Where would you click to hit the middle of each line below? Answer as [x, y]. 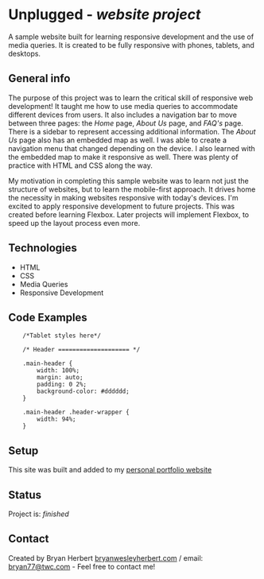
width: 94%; [57, 419]
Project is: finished [39, 514]
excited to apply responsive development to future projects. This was [122, 206]
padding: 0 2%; [62, 385]
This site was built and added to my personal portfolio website [110, 470]
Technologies [43, 248]
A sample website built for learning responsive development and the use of [131, 37]
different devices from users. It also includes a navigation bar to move [122, 115]
